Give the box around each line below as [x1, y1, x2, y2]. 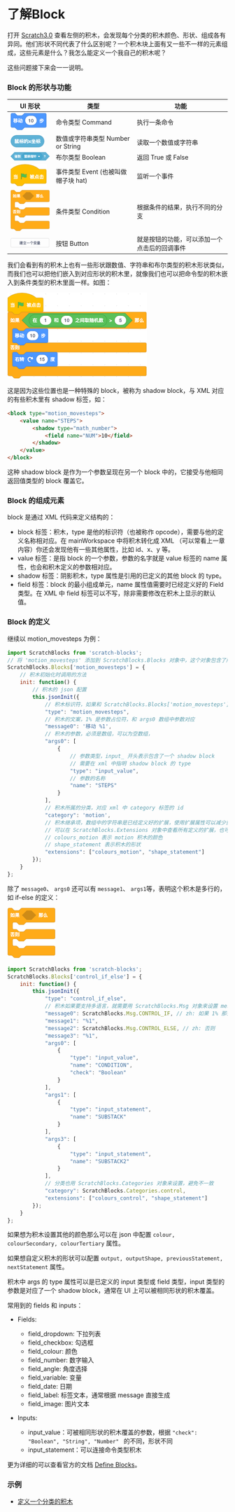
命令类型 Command [55, 118, 112, 127]
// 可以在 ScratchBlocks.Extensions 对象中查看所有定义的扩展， [44, 826, 219, 833]
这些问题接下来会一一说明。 [7, 63, 87, 71]
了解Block [7, 6, 66, 22]
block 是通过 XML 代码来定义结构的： [7, 513, 115, 522]
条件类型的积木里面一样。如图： [19, 278, 112, 286]
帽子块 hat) [55, 176, 87, 184]
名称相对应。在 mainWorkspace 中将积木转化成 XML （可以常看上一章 [23, 536, 225, 545]
